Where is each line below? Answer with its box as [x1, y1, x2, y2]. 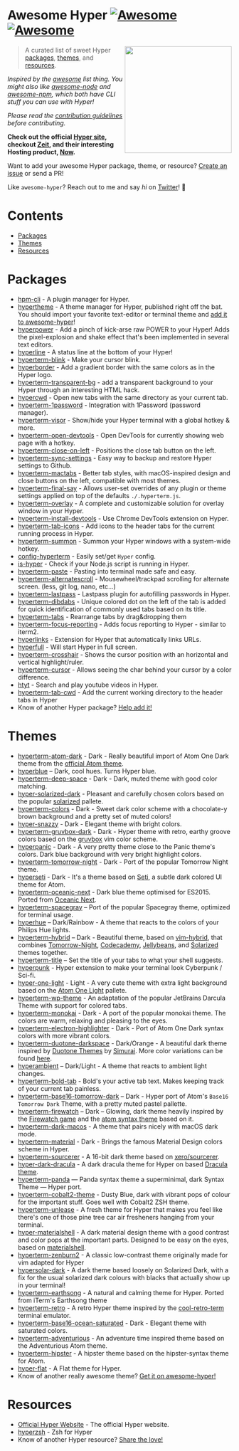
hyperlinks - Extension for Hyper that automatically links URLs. [17, 635, 201, 643]
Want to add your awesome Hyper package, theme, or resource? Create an [7, 161, 228, 170]
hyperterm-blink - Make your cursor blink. [17, 355, 141, 364]
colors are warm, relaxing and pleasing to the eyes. [17, 1016, 169, 1025]
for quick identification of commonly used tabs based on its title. [17, 605, 207, 613]
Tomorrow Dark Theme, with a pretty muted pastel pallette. [17, 1099, 187, 1108]
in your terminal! [17, 1281, 66, 1289]
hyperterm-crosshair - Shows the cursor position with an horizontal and [17, 650, 229, 658]
